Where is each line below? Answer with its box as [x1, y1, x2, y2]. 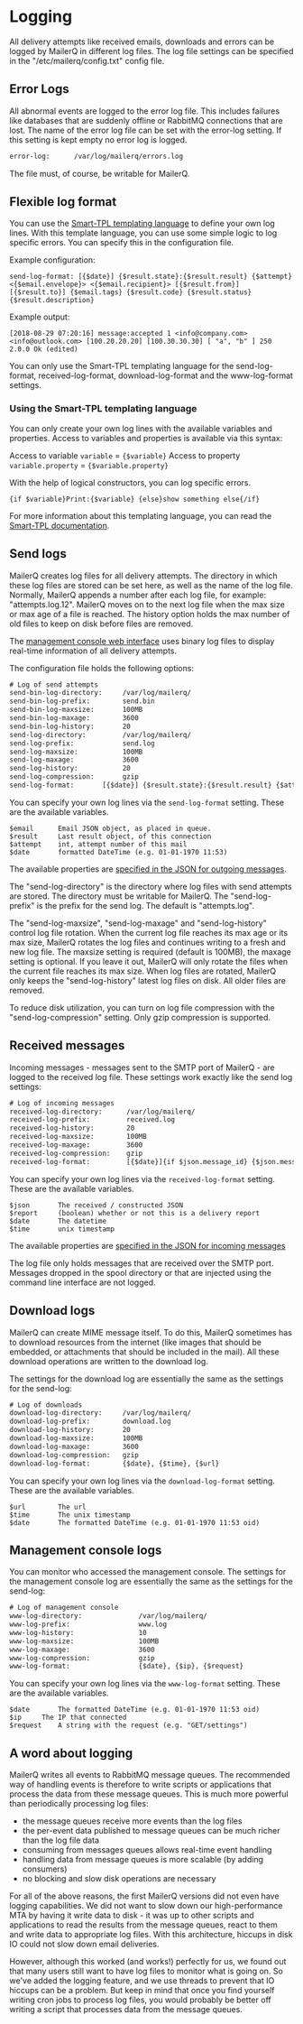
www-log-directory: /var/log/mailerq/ [9, 1612, 207, 1621]
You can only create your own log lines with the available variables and [9, 422, 273, 434]
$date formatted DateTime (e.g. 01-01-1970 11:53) [9, 847, 228, 856]
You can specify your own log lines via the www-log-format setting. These [9, 1678, 281, 1689]
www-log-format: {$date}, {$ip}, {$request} [9, 1662, 244, 1671]
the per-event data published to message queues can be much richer [22, 1825, 280, 1836]
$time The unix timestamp [9, 1510, 131, 1520]
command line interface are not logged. [9, 1277, 156, 1288]
